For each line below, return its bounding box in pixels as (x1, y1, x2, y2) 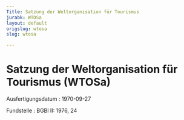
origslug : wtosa (6, 25, 47, 32)
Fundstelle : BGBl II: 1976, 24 (6, 107, 77, 115)
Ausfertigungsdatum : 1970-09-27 (6, 95, 91, 103)
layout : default (6, 20, 47, 26)
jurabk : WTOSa (6, 14, 42, 21)
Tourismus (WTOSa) (6, 75, 111, 89)
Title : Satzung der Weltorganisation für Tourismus (6, 8, 139, 15)
